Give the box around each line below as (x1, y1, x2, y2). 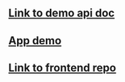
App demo (8, 34, 62, 47)
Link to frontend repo (8, 61, 117, 75)
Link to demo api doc (8, 6, 115, 20)
